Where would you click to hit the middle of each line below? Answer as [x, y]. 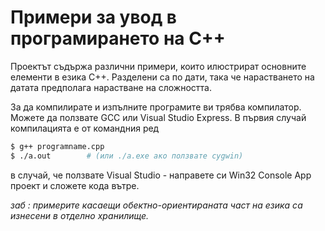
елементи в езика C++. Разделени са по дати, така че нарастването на [162, 77]
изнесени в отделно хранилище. [80, 215]
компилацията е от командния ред [85, 128]
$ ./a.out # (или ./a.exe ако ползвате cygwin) [127, 156]
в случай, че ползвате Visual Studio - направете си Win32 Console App [161, 175]
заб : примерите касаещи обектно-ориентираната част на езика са [156, 205]
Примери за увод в [93, 17]
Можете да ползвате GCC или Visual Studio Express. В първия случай [158, 117]
